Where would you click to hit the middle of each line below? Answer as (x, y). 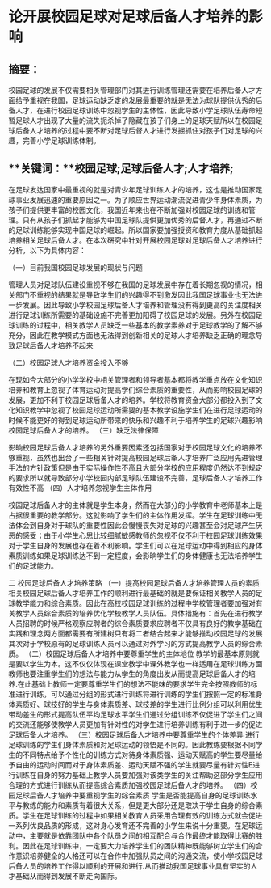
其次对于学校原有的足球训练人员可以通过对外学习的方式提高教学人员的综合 (132, 643)
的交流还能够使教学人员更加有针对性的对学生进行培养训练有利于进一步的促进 (135, 724)
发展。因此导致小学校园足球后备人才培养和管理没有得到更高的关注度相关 (142, 305)
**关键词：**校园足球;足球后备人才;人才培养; (121, 169)
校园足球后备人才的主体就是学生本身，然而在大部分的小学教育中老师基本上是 (135, 505)
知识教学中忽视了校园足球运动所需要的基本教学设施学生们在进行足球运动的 (139, 410)
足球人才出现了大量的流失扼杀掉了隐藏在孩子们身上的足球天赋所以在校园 (135, 121)
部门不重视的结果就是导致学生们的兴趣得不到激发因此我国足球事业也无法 (135, 294)
